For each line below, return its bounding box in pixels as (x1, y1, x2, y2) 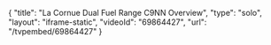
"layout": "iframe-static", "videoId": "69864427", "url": (8, 17, 207, 27)
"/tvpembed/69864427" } (8, 26, 103, 36)
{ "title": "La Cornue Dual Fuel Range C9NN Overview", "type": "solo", (8, 8, 263, 18)
